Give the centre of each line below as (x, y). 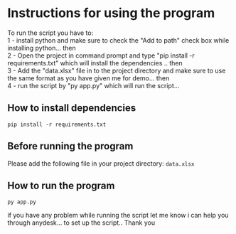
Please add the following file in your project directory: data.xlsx (101, 163)
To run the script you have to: (50, 33)
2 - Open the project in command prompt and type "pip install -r (101, 55)
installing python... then (42, 48)
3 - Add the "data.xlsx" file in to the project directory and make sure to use (117, 70)
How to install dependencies (72, 108)
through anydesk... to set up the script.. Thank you (81, 223)
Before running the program (70, 146)
